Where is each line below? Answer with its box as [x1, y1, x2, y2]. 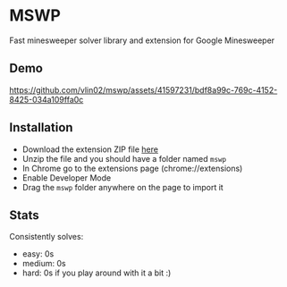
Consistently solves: [9, 232, 84, 242]
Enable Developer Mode [21, 172, 112, 183]
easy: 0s [21, 249, 55, 259]
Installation [9, 120, 73, 135]
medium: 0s [21, 258, 66, 269]
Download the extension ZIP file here [21, 144, 159, 155]
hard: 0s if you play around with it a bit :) [21, 267, 172, 278]
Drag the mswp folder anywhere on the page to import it [21, 181, 224, 192]
